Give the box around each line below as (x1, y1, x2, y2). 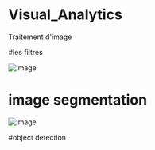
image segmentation (8, 91, 148, 109)
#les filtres (8, 47, 44, 57)
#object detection (8, 132, 66, 142)
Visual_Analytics (8, 6, 123, 24)
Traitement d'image (8, 32, 72, 41)
